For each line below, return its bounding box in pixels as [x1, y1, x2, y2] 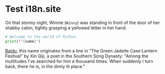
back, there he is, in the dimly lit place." [5, 63, 85, 69]
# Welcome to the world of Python [5, 34, 77, 39]
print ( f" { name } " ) [5, 39, 41, 44]
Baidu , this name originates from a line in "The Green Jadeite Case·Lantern [5, 48, 158, 53]
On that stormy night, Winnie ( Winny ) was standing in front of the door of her [5, 20, 160, 25]
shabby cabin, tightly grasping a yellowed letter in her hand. [5, 25, 127, 30]
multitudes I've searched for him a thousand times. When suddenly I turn [5, 58, 153, 64]
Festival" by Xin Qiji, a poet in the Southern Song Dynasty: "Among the [5, 53, 149, 59]
